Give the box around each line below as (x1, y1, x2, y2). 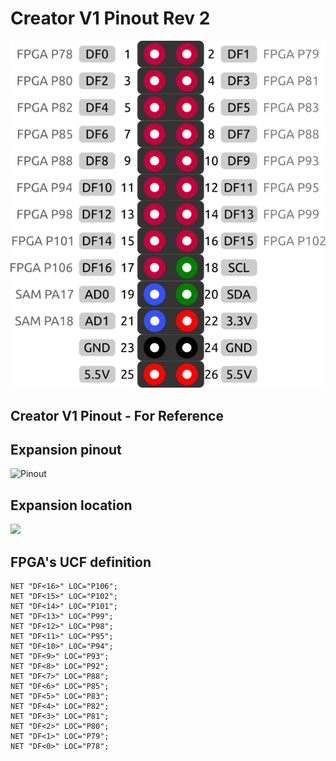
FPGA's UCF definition (10, 553, 152, 571)
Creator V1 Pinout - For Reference (10, 407, 224, 424)
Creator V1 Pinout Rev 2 (10, 7, 211, 30)
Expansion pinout (10, 441, 122, 458)
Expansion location (10, 497, 133, 514)
